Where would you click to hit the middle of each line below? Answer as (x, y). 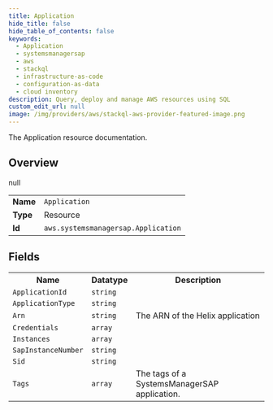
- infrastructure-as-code (60, 76)
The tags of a (161, 373)
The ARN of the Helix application (197, 316)
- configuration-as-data (58, 84)
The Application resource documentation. (78, 137)
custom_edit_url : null (47, 107)
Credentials (36, 327)
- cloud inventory (47, 92)
